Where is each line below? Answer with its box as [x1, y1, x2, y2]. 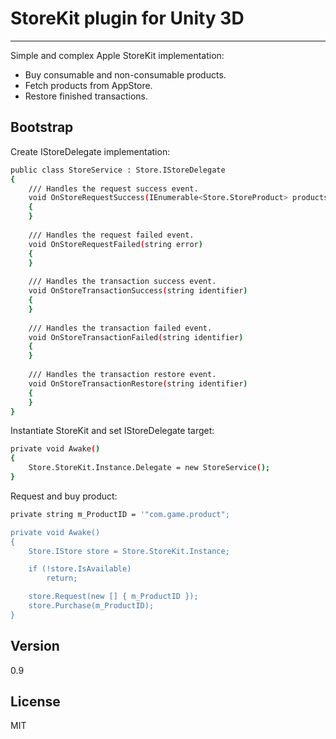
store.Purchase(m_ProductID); [28, 601, 155, 611]
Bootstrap [10, 119, 74, 136]
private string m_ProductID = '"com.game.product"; [10, 509, 230, 519]
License [10, 693, 61, 710]
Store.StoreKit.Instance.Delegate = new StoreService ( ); [28, 463, 271, 473]
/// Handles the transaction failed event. [28, 323, 213, 333]
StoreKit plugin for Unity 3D [10, 7, 245, 30]
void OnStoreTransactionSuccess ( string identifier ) [28, 286, 248, 296]
